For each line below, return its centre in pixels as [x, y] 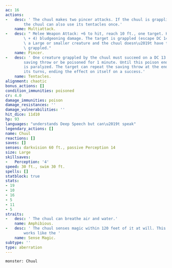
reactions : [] [20, 138]
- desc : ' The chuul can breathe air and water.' [61, 219]
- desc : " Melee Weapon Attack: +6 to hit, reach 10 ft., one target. [84, 34]
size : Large [18, 153]
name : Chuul [18, 133]
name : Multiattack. [35, 29]
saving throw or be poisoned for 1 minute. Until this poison [91, 62]
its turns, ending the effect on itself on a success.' [84, 72]
